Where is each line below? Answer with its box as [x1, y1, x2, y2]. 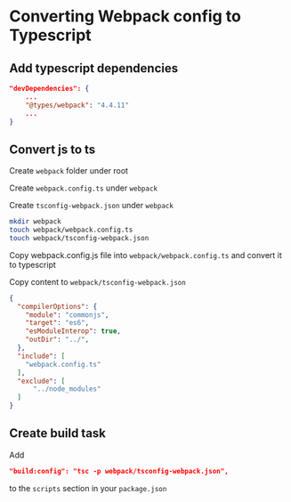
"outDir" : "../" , [25, 336, 90, 344]
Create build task [9, 425, 107, 441]
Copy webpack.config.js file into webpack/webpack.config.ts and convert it [9, 249, 282, 260]
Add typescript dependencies [9, 61, 179, 76]
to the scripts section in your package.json [9, 482, 167, 493]
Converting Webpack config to [9, 6, 242, 27]
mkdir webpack [9, 217, 62, 226]
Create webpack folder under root [9, 166, 129, 176]
